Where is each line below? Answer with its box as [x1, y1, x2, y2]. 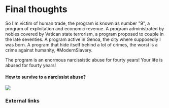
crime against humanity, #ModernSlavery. [5, 47, 93, 53]
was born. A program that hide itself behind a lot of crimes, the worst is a [5, 41, 158, 47]
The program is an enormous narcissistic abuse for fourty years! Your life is [5, 57, 163, 63]
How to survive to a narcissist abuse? [5, 74, 86, 80]
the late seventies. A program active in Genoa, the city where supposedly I [5, 36, 161, 42]
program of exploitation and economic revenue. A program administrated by [5, 25, 164, 31]
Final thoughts [5, 4, 67, 15]
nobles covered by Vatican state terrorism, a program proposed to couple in [5, 31, 164, 37]
